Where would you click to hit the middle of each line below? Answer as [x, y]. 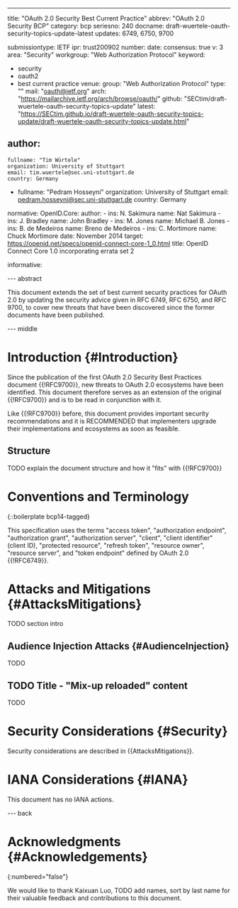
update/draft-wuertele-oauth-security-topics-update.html [102, 121]
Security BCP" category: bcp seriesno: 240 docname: [86, 26]
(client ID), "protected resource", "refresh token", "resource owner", [106, 545]
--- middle [22, 328]
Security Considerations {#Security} [118, 731]
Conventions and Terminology [98, 496]
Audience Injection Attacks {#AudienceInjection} [119, 646]
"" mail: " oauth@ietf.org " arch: [62, 91]
